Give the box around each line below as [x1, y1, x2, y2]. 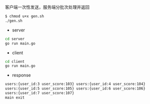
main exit [5, 95, 25, 100]
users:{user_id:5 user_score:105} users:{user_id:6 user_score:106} [5, 86, 146, 91]
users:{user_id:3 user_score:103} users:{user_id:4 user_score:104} [5, 82, 146, 87]
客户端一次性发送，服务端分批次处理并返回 [5, 4, 90, 10]
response [12, 72, 31, 78]
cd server [5, 36, 25, 41]
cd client [5, 59, 25, 64]
